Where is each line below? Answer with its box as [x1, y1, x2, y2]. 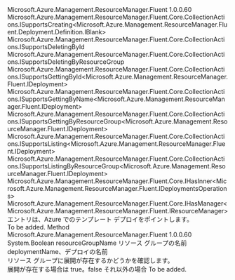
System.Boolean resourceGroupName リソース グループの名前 [7, 239, 187, 247]
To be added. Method [7, 223, 70, 231]
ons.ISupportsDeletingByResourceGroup [7, 58, 125, 66]
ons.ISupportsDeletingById [7, 43, 86, 51]
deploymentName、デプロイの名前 [7, 248, 108, 255]
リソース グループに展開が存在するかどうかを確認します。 [7, 256, 174, 265]
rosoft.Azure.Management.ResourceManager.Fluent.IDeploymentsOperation [7, 185, 227, 192]
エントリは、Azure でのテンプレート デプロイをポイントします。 [7, 215, 193, 223]
